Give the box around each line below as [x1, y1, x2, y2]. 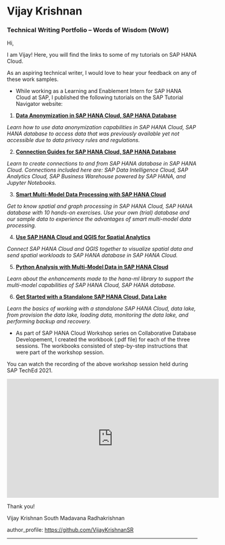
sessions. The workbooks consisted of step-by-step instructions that [15, 343, 188, 350]
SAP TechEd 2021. [7, 367, 53, 374]
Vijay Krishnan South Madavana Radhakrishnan [7, 515, 125, 522]
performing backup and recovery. [7, 318, 91, 325]
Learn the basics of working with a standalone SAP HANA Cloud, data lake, [7, 305, 196, 312]
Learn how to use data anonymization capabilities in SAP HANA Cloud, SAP [7, 124, 196, 131]
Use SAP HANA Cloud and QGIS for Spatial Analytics [15, 234, 151, 241]
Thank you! [7, 503, 35, 510]
